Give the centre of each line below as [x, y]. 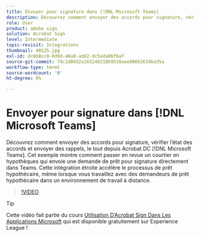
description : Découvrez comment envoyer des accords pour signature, [95, 17]
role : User [20, 23]
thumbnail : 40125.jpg [33, 51]
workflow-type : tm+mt [33, 67]
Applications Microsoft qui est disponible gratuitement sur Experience [92, 221]
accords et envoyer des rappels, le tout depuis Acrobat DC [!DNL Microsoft [99, 149]
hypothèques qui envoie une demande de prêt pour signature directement [97, 161]
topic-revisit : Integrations [42, 45]
